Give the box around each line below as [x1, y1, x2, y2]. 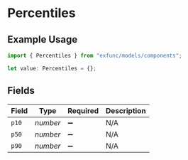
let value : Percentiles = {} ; [7, 65, 97, 72]
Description [105, 105, 147, 115]
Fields [7, 85, 35, 97]
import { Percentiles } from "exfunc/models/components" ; [7, 52, 182, 59]
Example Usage [7, 33, 78, 46]
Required [67, 105, 99, 115]
